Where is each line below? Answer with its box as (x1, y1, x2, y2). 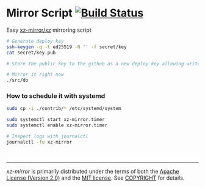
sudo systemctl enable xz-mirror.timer (6, 122, 108, 128)
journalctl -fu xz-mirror (6, 139, 72, 145)
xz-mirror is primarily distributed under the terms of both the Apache (6, 167, 179, 175)
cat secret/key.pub (6, 50, 56, 56)
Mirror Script (6, 6, 73, 20)
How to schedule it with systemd (6, 92, 106, 100)
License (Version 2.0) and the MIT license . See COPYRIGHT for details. (6, 174, 185, 182)
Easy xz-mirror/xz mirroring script (6, 26, 92, 34)
